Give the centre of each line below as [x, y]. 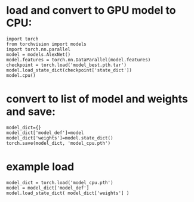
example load [40, 167]
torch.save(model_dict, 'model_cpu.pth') [58, 143]
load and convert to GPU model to [91, 10]
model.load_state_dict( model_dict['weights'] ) [68, 193]
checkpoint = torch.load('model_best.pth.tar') [67, 65]
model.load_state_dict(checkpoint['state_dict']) [69, 70]
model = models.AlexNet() [38, 54]
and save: [31, 112]
